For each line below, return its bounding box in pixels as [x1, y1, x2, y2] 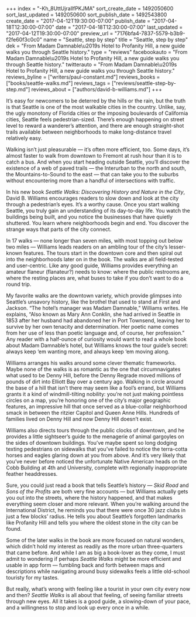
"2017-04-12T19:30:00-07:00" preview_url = [6, 30, 114, 37]
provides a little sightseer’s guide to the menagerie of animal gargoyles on [6, 433, 184, 440]
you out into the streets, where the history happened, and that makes [6, 495, 173, 501]
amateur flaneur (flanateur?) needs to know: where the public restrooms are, [6, 268, 191, 275]
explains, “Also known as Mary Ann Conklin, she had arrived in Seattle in [6, 311, 181, 318]
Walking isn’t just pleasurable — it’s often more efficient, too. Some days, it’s [6, 146, 190, 153]
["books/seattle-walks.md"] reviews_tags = [6, 80, 111, 87]
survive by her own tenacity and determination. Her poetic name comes [6, 323, 179, 330]
